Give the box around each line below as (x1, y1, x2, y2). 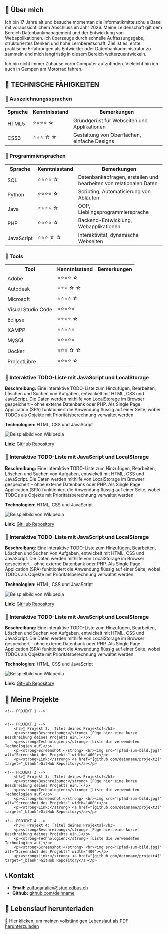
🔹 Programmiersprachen (5, 152, 66, 159)
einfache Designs (73, 137, 115, 144)
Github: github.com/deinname (12, 890, 75, 896)
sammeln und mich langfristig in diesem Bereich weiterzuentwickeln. (5, 51, 146, 57)
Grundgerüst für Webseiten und (73, 116, 148, 124)
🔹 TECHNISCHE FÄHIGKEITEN (5, 80, 100, 89)
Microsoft (7, 295, 30, 302)
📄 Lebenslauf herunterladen (5, 905, 94, 913)
